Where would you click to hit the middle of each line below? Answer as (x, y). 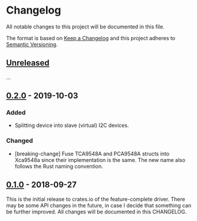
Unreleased (28, 63)
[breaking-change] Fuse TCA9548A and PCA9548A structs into (92, 154)
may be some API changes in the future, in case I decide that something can (99, 205)
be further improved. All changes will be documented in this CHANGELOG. (96, 212)
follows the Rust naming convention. (59, 166)
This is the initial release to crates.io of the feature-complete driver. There (96, 199)
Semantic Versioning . (32, 44)
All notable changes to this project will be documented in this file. (86, 27)
